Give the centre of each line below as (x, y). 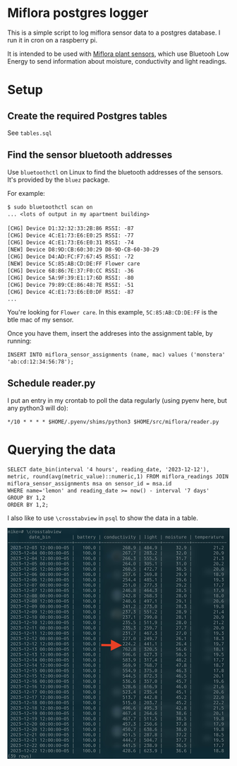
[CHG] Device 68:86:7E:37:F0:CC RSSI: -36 (71, 271)
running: (19, 341)
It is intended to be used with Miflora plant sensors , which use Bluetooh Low (118, 54)
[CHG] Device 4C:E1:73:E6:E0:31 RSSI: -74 (71, 242)
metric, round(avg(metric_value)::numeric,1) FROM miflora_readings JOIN (118, 476)
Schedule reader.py (51, 383)
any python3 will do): (38, 408)
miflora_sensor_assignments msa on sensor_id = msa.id (90, 483)
